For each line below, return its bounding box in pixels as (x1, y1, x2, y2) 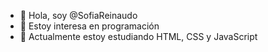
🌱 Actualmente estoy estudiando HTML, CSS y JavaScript (19, 31, 258, 42)
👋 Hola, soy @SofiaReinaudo (19, 10, 138, 21)
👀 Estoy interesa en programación (19, 20, 160, 32)
